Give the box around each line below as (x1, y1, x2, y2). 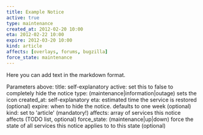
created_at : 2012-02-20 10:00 (6, 26, 84, 32)
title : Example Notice (6, 9, 64, 15)
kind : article (6, 43, 43, 49)
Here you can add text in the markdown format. (6, 71, 126, 78)
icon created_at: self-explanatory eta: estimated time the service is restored (6, 96, 197, 103)
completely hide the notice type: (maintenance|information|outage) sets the (6, 89, 197, 97)
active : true (6, 15, 40, 21)
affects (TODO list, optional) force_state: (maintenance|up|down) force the (6, 115, 194, 123)
